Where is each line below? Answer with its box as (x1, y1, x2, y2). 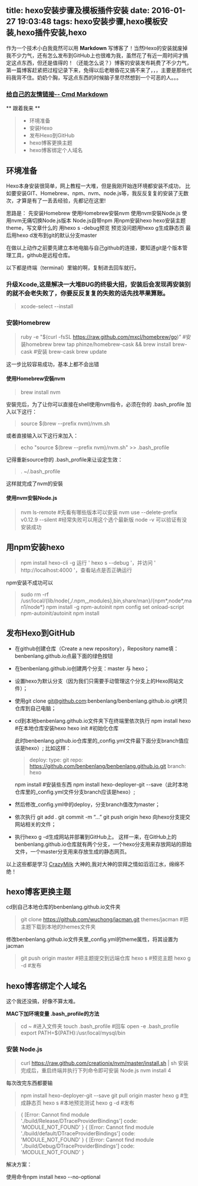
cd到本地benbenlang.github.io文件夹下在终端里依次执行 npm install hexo (14, 717, 192, 724)
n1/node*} (20, 603, 45, 610)
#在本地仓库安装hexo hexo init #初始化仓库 (14, 724, 119, 732)
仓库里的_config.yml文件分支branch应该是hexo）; (14, 788, 136, 795)
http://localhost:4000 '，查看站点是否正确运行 (20, 566, 133, 574)
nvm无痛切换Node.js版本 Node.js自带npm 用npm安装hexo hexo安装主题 (11, 217, 186, 224)
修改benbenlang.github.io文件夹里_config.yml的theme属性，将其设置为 (6, 936, 179, 943)
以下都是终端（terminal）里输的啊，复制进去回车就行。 (6, 264, 140, 271)
